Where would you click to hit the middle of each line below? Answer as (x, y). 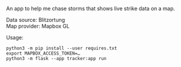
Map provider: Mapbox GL (38, 26)
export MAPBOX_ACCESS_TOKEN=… (43, 53)
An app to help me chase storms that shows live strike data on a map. (90, 9)
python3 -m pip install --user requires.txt (62, 48)
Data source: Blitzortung (36, 20)
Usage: (15, 37)
